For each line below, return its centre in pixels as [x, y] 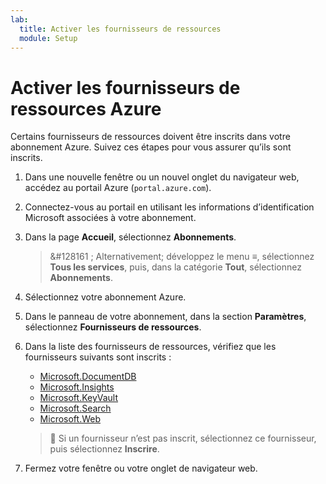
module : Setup [48, 38]
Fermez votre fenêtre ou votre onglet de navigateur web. [141, 468]
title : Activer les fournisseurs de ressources [120, 29]
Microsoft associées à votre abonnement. [110, 218]
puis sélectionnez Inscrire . [104, 449]
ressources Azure [86, 108]
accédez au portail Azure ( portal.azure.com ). [118, 188]
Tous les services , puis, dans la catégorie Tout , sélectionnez [175, 267]
